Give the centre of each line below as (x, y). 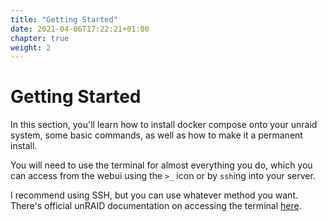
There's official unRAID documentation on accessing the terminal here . (156, 206)
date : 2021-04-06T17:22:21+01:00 (80, 29)
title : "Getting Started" (64, 19)
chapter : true (40, 38)
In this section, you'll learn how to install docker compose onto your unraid (164, 125)
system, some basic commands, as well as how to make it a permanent (156, 135)
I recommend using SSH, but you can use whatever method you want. (154, 195)
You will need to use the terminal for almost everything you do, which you (161, 165)
